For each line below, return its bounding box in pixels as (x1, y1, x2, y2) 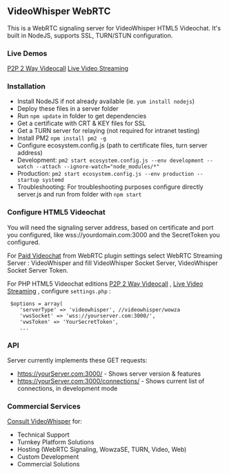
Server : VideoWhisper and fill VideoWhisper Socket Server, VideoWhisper (7, 259, 219, 267)
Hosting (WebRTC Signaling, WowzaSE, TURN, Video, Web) (17, 446, 187, 454)
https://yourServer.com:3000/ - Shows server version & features (17, 370, 201, 378)
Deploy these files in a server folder (17, 104, 119, 113)
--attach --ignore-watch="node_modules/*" (35, 163, 160, 170)
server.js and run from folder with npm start (17, 190, 142, 199)
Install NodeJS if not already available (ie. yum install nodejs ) (17, 97, 195, 106)
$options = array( (10, 300, 63, 307)
